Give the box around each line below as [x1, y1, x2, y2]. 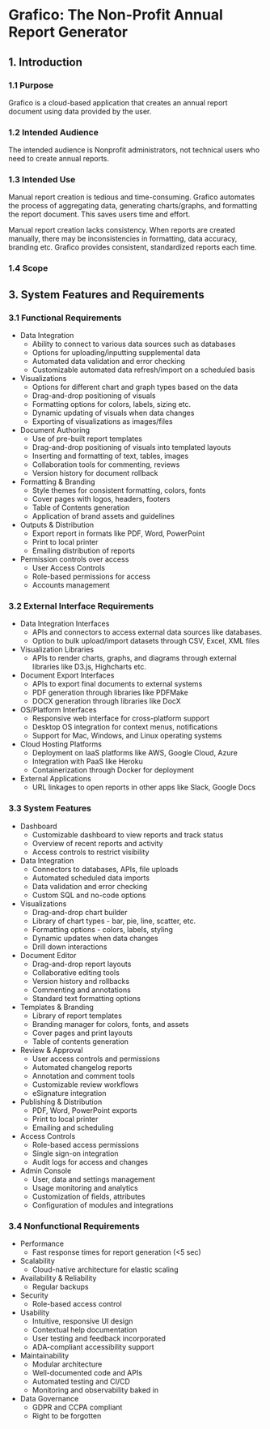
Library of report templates [32, 1011, 123, 1020]
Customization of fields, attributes [32, 1192, 146, 1201]
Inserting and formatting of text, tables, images [32, 451, 189, 461]
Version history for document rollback [32, 468, 158, 478]
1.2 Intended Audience [8, 126, 99, 138]
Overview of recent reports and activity [32, 838, 163, 848]
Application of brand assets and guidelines [32, 511, 175, 521]
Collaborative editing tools [32, 967, 120, 978]
